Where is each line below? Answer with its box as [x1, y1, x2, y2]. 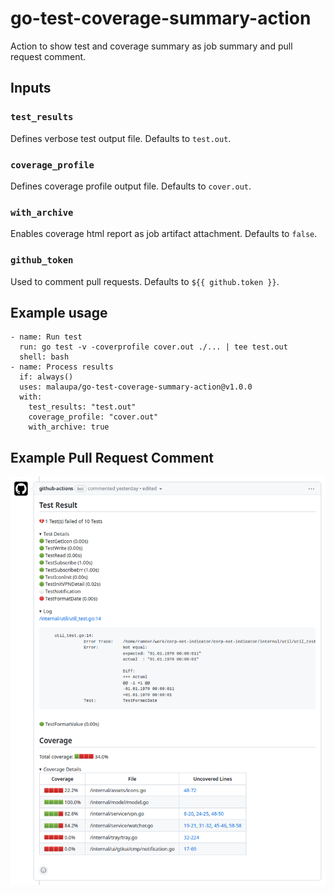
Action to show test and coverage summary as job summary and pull [10, 40, 293, 52]
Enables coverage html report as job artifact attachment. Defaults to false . [10, 228, 318, 240]
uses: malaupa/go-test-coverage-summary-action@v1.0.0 [19, 382, 253, 392]
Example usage [10, 304, 108, 321]
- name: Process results [10, 362, 114, 372]
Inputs [10, 80, 52, 97]
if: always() [19, 372, 74, 382]
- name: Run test [10, 332, 83, 342]
